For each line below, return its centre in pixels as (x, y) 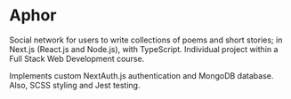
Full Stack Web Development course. (77, 58)
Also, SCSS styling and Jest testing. (75, 85)
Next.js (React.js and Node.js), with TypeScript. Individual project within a (144, 49)
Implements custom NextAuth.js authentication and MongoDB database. (141, 75)
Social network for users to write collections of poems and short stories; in (146, 40)
